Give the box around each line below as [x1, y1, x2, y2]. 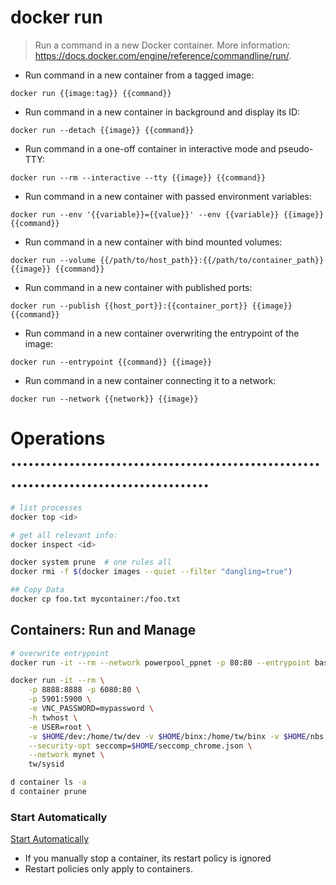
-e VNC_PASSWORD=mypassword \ [28, 704, 155, 714]
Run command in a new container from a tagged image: [24, 69, 255, 81]
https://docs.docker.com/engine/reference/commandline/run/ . [34, 49, 292, 61]
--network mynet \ [28, 750, 105, 760]
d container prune [10, 787, 87, 797]
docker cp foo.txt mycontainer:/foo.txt [10, 594, 182, 604]
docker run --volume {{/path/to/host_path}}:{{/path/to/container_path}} [10, 255, 325, 265]
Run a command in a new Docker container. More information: [34, 39, 291, 51]
